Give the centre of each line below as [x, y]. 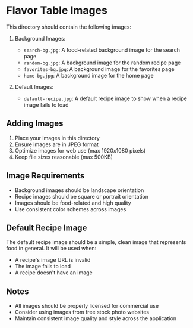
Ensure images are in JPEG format [57, 144]
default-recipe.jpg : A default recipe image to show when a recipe [105, 98]
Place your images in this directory [57, 138]
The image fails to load [43, 267]
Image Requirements [45, 176]
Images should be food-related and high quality [73, 203]
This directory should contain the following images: [69, 27]
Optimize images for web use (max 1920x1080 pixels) [80, 150]
